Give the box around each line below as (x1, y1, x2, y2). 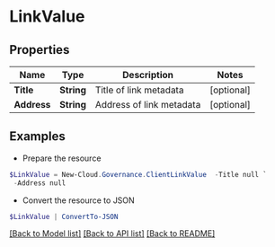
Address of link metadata (94, 99, 201, 110)
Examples (9, 128, 66, 145)
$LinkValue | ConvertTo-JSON (9, 212, 119, 221)
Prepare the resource (22, 153, 102, 163)
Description (122, 69, 173, 81)
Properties (9, 42, 70, 57)
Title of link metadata (94, 84, 184, 96)
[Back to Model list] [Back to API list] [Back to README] (9, 228, 216, 239)
